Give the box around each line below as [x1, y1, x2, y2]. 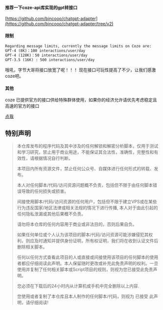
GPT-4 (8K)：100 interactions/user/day [5, 48, 85, 53]
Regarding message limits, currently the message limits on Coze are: [5, 44, 152, 49]
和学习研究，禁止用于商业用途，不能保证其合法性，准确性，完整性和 [17, 149, 154, 155]
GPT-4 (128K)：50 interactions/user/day [5, 53, 88, 58]
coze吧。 [5, 73, 23, 79]
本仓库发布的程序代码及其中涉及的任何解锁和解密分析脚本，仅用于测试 [17, 143, 159, 149]
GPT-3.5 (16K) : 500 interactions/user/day [5, 58, 95, 63]
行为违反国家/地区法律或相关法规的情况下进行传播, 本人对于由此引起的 [17, 204, 158, 210]
